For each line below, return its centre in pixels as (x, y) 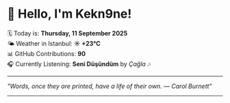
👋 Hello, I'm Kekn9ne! (69, 14)
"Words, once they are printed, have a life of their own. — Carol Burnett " (110, 86)
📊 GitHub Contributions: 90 (47, 53)
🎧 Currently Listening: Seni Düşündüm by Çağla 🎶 (79, 63)
